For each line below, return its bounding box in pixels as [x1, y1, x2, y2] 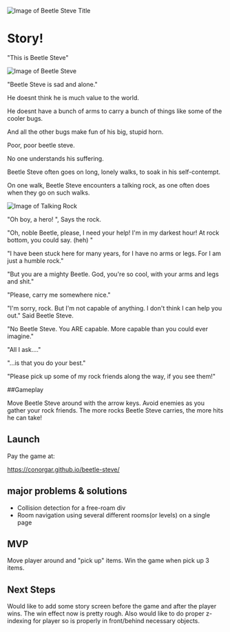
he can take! [7, 413, 43, 422]
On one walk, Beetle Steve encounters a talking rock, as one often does [7, 181, 210, 189]
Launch [7, 433, 40, 445]
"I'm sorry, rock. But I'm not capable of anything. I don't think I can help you [7, 304, 222, 312]
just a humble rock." [7, 256, 64, 265]
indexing [7, 617, 32, 625]
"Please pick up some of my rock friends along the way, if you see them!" [7, 372, 216, 380]
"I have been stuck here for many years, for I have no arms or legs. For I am [7, 249, 222, 257]
